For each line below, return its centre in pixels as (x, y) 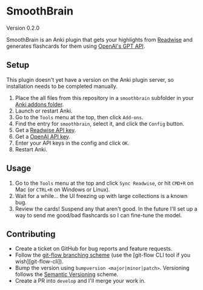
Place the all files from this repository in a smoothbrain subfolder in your (104, 97)
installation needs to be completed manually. (62, 86)
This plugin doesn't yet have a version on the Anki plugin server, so (90, 79)
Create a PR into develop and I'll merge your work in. (80, 281)
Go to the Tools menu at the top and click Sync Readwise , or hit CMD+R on (104, 183)
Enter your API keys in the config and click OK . (72, 143)
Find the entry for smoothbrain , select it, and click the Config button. (100, 124)
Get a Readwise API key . (45, 130)
